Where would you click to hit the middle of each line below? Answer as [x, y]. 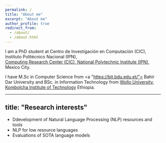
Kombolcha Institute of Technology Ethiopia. [50, 87]
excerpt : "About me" [26, 19]
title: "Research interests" [46, 108]
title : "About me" [24, 14]
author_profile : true [27, 24]
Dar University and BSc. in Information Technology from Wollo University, [80, 82]
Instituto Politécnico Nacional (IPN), [41, 56]
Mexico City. [18, 67]
